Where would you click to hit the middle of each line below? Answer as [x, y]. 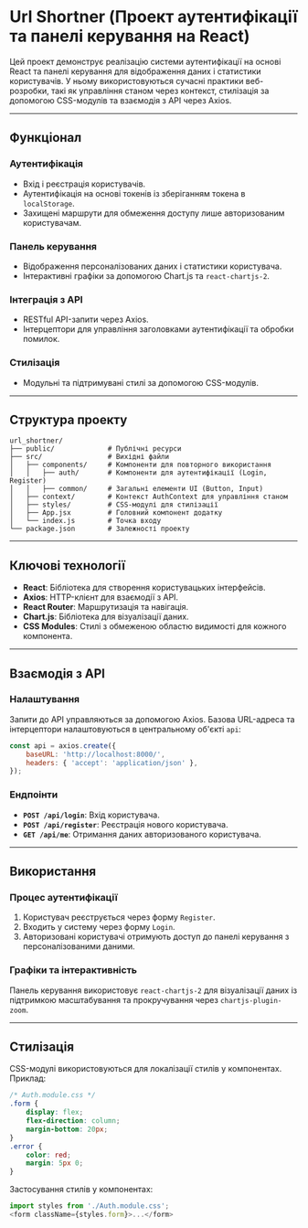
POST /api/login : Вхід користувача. [91, 815]
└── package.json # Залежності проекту [100, 529]
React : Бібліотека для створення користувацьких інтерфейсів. [144, 588]
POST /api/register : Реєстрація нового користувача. [125, 824]
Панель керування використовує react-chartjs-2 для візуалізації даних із [154, 990]
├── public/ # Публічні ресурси [96, 449]
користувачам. [52, 222]
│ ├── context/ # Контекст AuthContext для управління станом [149, 497]
